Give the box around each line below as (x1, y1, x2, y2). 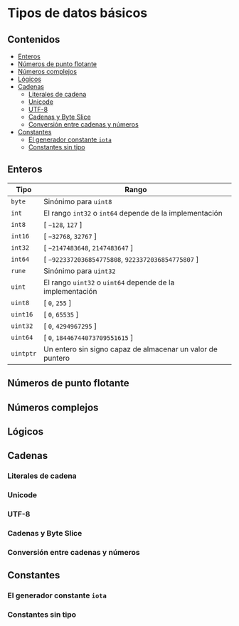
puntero (43, 353, 70, 363)
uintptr (11, 349, 37, 357)
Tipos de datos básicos (7, 5, 148, 21)
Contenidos (7, 33, 60, 46)
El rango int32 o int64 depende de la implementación (43, 208, 223, 218)
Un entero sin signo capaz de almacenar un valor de (43, 344, 218, 354)
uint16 (11, 310, 33, 318)
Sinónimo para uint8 (43, 196, 112, 206)
